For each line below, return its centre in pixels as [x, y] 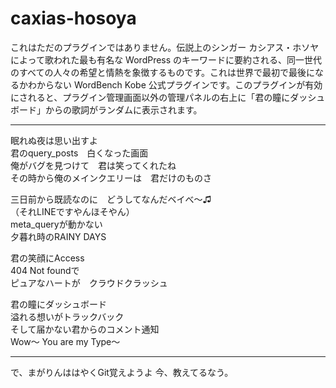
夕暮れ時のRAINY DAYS [58, 236]
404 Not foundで [45, 270]
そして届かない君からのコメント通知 [85, 329]
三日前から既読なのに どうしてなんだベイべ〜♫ [111, 199]
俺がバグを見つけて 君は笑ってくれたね [93, 165]
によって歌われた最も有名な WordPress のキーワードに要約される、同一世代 [166, 59]
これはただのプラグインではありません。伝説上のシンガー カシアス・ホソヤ [165, 47]
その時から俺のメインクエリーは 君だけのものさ [111, 178]
